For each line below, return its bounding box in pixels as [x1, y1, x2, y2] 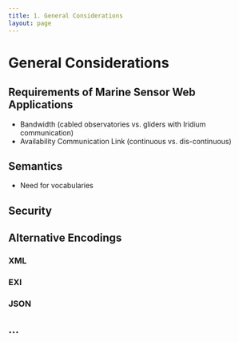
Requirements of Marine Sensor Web [8, 86, 196, 99]
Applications [8, 98, 74, 112]
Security [8, 203, 52, 217]
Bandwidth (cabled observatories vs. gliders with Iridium [19, 119, 206, 129]
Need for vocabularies [19, 181, 94, 191]
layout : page [8, 19, 52, 27]
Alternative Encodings [8, 231, 122, 245]
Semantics [8, 159, 63, 173]
